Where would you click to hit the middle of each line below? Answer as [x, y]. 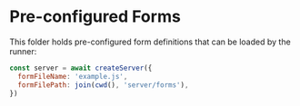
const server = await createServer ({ [81, 68]
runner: [23, 51]
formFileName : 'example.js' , [73, 76]
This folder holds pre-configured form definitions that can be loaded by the [150, 42]
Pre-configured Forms [95, 17]
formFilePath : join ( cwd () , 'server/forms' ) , [103, 85]
